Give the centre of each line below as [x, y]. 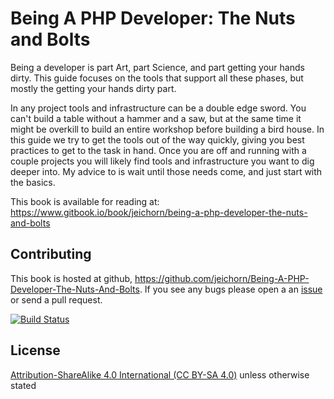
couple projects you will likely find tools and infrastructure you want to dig [162, 161]
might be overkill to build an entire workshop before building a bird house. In [167, 129]
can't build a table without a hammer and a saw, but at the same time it [156, 118]
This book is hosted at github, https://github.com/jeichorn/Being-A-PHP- [160, 278]
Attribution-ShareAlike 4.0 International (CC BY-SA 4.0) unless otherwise [160, 374]
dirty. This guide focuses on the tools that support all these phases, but [157, 78]
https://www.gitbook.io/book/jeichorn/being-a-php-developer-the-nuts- [159, 212]
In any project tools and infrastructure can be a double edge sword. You [158, 108]
